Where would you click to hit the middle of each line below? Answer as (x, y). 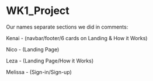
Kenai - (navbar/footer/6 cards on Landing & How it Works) (77, 38)
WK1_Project (38, 11)
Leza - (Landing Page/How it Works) (50, 61)
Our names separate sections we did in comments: (67, 27)
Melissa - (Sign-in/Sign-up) (39, 72)
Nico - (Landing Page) (33, 49)
